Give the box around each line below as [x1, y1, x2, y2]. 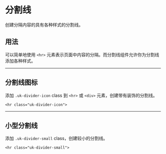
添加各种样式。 [5, 58, 36, 64]
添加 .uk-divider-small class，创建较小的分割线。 [5, 135, 108, 141]
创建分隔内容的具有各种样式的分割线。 [5, 22, 83, 28]
